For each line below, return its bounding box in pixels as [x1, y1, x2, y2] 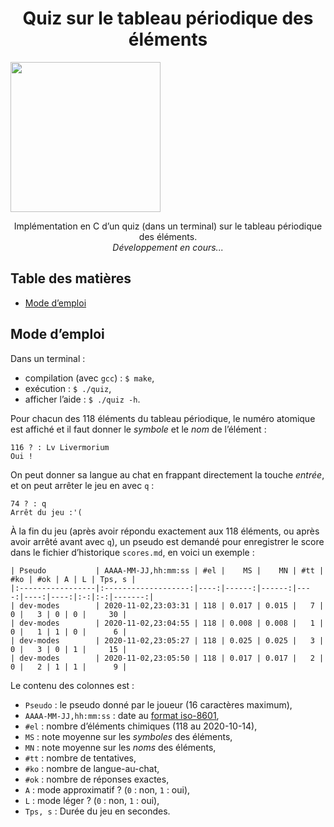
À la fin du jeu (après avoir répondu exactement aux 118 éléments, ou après [10, 525, 320, 537]
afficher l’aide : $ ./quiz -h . [24, 393, 141, 405]
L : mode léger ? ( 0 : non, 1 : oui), [24, 794, 160, 806]
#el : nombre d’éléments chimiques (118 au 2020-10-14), [24, 720, 258, 732]
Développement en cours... [112, 241, 224, 253]
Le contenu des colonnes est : [10, 679, 135, 691]
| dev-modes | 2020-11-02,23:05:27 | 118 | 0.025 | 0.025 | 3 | [10, 635, 325, 646]
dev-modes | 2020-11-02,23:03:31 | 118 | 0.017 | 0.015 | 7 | [19, 600, 325, 611]
